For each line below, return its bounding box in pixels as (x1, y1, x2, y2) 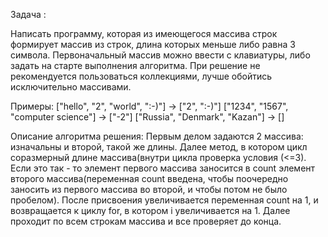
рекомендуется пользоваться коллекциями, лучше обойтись (10, 70, 273, 82)
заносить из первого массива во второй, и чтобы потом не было (10, 184, 288, 195)
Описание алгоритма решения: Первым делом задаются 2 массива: (10, 130, 304, 142)
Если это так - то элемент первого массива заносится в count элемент (10, 162, 316, 174)
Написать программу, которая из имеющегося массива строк (10, 28, 278, 39)
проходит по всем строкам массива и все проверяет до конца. (10, 215, 282, 227)
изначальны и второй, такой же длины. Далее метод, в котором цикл (10, 141, 308, 153)
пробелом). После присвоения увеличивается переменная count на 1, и (10, 194, 319, 206)
